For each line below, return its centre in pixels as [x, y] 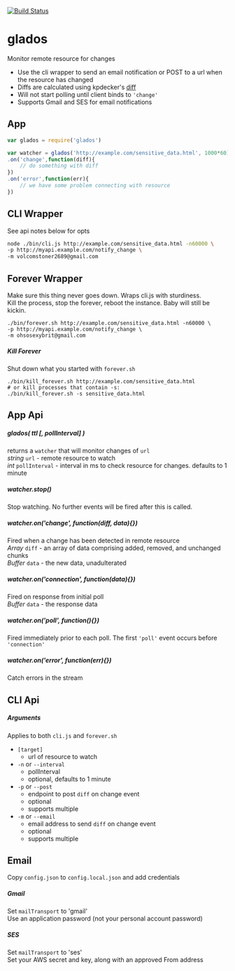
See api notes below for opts [49, 231]
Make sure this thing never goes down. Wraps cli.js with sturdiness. [104, 295]
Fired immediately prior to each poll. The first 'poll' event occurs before [112, 638]
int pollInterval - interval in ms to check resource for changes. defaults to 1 [117, 466]
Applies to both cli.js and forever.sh [62, 735]
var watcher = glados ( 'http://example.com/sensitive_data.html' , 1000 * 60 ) [119, 153]
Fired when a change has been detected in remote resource [93, 541]
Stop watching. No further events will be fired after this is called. [100, 507]
